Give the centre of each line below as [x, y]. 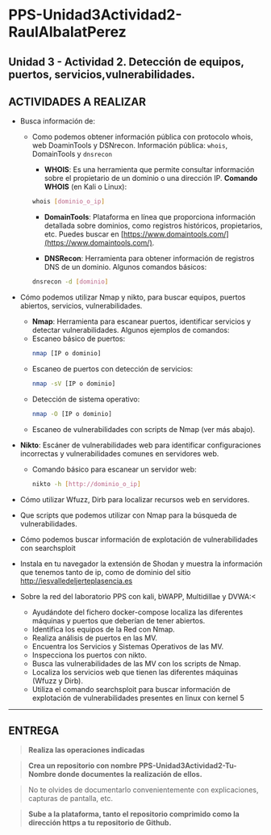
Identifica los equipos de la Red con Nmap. [103, 629]
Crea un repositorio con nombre [83, 766]
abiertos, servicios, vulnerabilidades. [81, 306]
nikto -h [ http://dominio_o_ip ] [86, 484]
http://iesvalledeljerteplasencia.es [76, 581]
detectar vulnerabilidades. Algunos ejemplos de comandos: [131, 330]
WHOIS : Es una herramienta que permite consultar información [149, 170]
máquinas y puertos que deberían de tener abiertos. [119, 620]
